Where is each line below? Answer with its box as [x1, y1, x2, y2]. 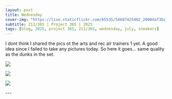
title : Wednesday [5, 12, 42, 17]
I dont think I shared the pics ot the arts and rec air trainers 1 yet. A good [5, 40, 158, 46]
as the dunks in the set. [5, 52, 55, 58]
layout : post [5, 7, 33, 13]
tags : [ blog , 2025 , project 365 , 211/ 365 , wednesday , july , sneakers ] [5, 27, 159, 32]
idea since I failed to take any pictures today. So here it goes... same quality [5, 46, 165, 52]
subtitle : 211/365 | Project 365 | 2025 [5, 21, 93, 27]
